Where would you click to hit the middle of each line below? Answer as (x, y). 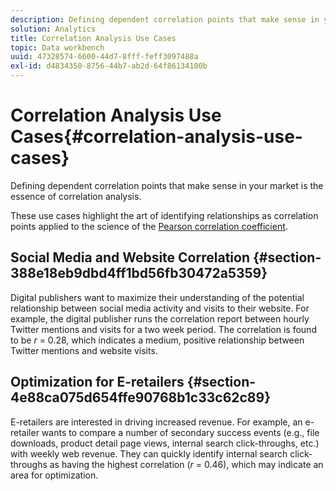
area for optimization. (54, 475)
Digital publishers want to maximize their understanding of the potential (157, 297)
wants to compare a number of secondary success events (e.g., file (180, 432)
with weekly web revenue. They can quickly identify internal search (149, 453)
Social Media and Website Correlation (130, 257)
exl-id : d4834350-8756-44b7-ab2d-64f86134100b (109, 66)
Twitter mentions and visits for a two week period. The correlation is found (163, 329)
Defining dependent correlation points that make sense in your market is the (167, 185)
